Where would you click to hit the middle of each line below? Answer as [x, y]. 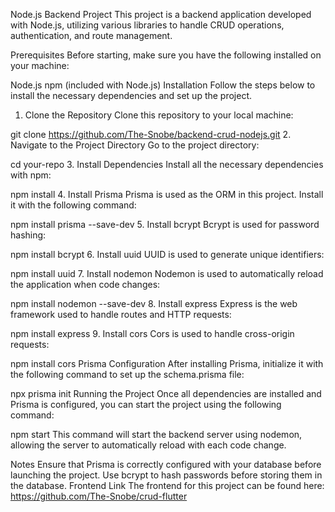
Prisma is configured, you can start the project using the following [146, 404]
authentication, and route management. [91, 35]
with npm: [31, 175]
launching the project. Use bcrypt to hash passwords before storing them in [166, 475]
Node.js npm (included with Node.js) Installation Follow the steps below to [163, 85]
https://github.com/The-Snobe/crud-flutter [99, 496]
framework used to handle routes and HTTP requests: [121, 314]
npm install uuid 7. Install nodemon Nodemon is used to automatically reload [167, 273]
